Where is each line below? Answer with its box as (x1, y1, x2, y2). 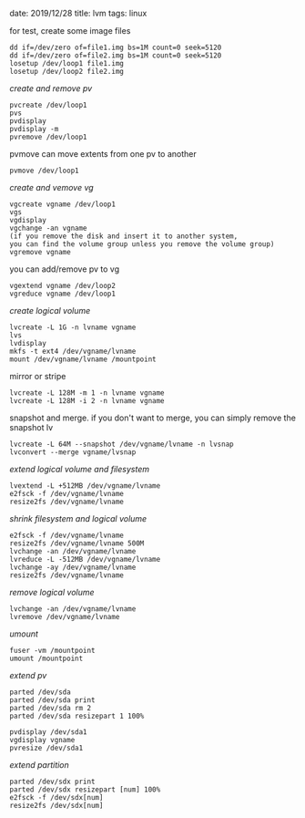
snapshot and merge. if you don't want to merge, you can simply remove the (9, 412, 296, 423)
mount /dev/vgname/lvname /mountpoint (9, 355, 157, 364)
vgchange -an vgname (9, 223, 88, 233)
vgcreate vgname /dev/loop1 (9, 200, 117, 209)
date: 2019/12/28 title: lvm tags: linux (9, 8, 147, 18)
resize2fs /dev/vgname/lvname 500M (9, 539, 145, 548)
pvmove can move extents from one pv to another (9, 149, 198, 159)
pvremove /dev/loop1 (9, 132, 88, 141)
